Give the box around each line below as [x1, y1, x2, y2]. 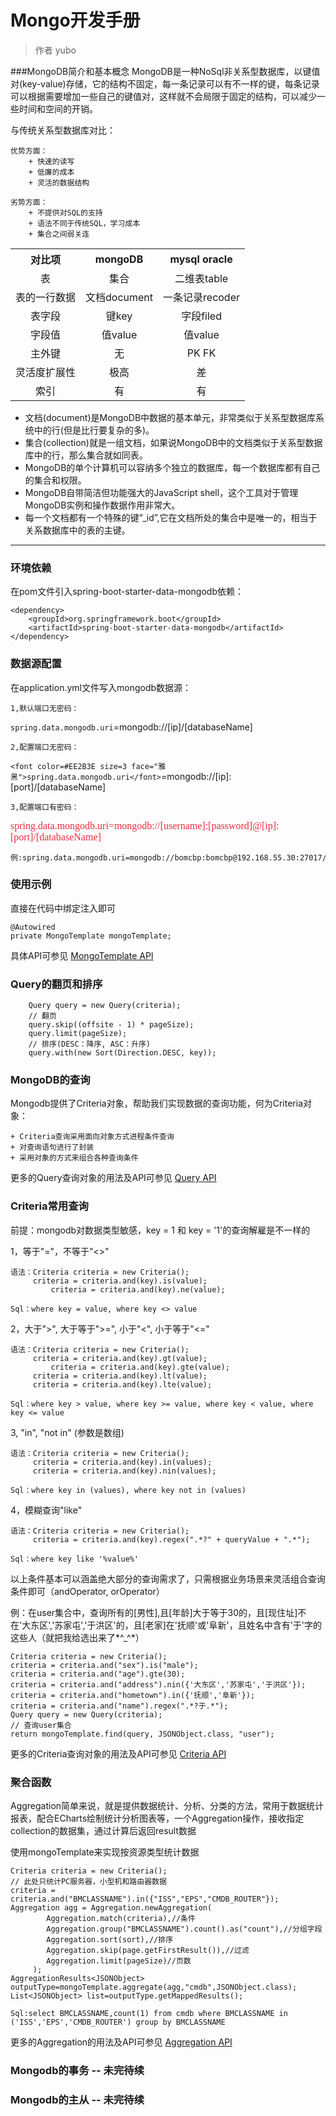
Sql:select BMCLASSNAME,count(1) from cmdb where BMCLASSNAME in [10, 2009, 288, 2019]
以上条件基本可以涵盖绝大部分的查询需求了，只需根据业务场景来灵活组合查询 [10, 1572, 326, 1585]
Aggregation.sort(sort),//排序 [46, 1935, 174, 1945]
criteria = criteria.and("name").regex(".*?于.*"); [10, 1701, 229, 1711]
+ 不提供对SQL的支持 [28, 207, 103, 218]
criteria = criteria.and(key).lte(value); [32, 1379, 213, 1390]
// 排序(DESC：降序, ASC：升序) [28, 1039, 151, 1050]
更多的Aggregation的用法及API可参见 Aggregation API [10, 2036, 233, 2048]
